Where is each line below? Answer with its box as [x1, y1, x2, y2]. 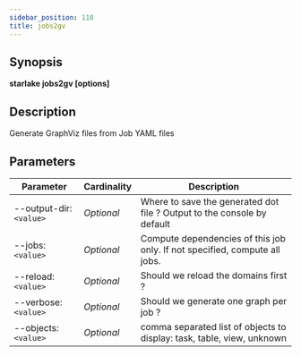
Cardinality [83, 180, 133, 192]
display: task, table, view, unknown [140, 332, 287, 344]
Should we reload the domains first [140, 269, 288, 282]
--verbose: [13, 296, 63, 309]
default [140, 217, 170, 230]
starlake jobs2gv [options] [9, 78, 110, 89]
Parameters [9, 154, 76, 169]
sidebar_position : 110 [9, 13, 94, 22]
